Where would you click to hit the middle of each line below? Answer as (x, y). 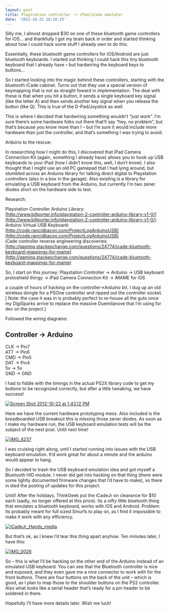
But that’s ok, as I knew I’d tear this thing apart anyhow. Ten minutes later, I (83, 536)
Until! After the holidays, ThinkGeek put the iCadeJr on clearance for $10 (81, 496)
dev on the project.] (26, 309)
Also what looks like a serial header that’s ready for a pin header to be (78, 588)
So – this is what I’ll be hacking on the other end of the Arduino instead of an (84, 561)
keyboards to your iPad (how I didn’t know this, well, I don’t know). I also (80, 163)
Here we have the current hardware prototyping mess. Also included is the (83, 413)
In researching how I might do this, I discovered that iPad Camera (73, 152)
